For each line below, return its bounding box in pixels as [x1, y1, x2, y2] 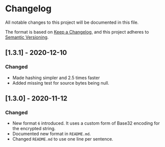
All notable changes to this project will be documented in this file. [5, 19, 139, 25]
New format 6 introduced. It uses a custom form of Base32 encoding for [12, 120, 160, 126]
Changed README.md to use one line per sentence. [12, 136, 113, 142]
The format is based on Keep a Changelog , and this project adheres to [5, 29, 149, 35]
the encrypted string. [12, 126, 56, 132]
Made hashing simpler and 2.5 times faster [12, 75, 100, 81]
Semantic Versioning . [5, 34, 49, 40]
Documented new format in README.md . [12, 131, 91, 137]
